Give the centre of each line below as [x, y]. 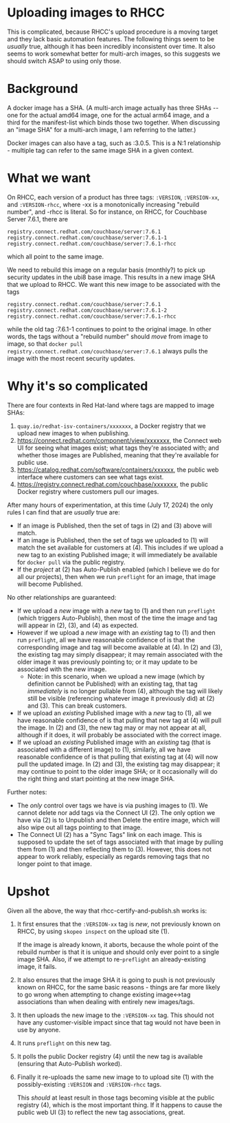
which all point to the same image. [56, 257]
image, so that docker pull [45, 344]
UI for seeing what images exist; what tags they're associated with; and [118, 448]
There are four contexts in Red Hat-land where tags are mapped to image [111, 405]
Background [43, 89]
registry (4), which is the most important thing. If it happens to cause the [119, 1104]
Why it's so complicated [78, 386]
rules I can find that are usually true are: [64, 512]
